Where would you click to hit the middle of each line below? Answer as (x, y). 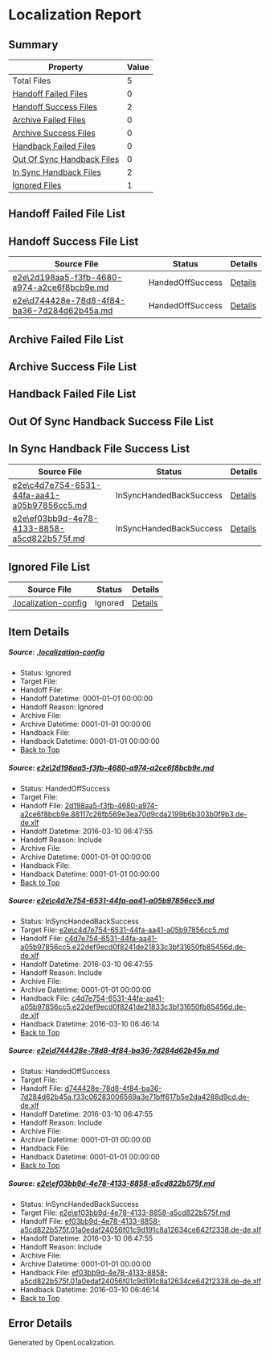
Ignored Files (37, 185)
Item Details (39, 632)
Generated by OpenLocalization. (62, 1343)
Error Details (40, 1323)
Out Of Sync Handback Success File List (111, 421)
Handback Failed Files (54, 146)
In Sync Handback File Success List (99, 449)
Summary (33, 45)
